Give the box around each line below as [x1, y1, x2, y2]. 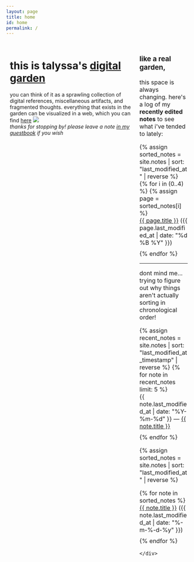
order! [139, 313, 156, 321]
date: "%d [159, 231, 188, 240]
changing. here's [139, 93, 186, 101]
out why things [139, 284, 180, 292]
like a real [139, 54, 172, 64]
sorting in [139, 298, 166, 307]
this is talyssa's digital [9, 59, 122, 72]
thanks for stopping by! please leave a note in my [9, 123, 130, 130]
